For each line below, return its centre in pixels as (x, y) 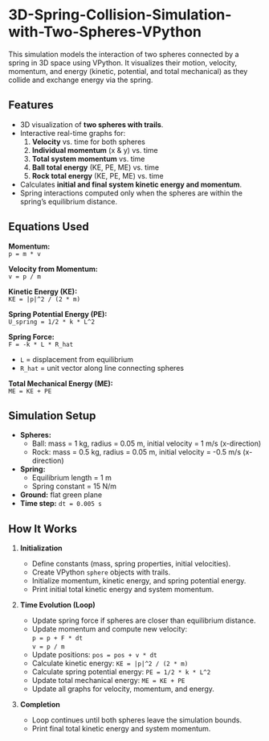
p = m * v (25, 254)
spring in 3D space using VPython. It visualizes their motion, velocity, (122, 63)
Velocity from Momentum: (53, 269)
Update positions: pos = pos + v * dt (95, 655)
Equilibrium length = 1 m (72, 478)
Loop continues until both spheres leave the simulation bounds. (137, 720)
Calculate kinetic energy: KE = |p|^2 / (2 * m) (110, 663)
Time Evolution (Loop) (58, 605)
